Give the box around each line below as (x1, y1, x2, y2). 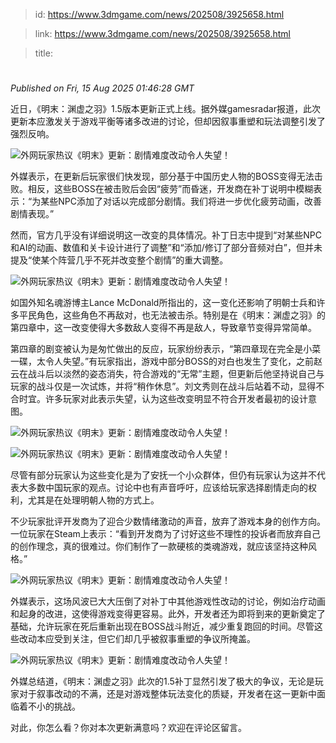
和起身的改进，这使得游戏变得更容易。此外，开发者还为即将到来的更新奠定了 (10, 608, 326, 620)
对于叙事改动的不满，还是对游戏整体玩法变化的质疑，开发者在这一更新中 (18, 688, 317, 700)
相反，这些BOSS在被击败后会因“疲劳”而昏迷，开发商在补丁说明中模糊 (27, 183, 314, 195)
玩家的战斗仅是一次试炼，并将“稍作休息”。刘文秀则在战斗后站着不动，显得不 (10, 380, 325, 393)
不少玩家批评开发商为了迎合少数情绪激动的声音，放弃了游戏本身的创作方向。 (10, 515, 326, 528)
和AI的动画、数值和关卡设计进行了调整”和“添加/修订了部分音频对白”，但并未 (10, 242, 323, 254)
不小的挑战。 (27, 700, 81, 713)
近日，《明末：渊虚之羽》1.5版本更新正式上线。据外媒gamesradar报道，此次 (10, 103, 321, 115)
